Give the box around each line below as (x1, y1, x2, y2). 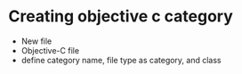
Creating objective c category (8, 6, 233, 27)
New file (20, 36, 52, 46)
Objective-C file (20, 45, 80, 55)
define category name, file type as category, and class (20, 54, 222, 65)
